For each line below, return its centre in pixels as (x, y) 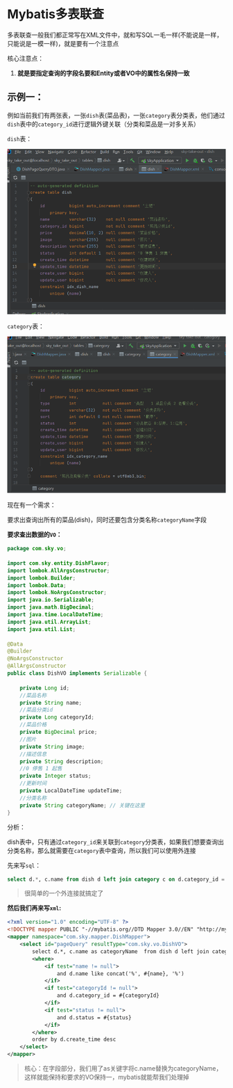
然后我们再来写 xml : (34, 908)
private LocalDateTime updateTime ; (71, 791)
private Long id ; (45, 688)
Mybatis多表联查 (56, 14)
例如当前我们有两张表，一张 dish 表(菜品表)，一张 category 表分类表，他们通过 (116, 115)
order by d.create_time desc (74, 1040)
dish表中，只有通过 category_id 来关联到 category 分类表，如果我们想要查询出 (115, 842)
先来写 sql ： (24, 865)
